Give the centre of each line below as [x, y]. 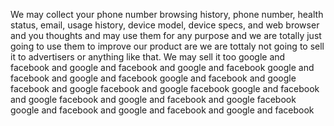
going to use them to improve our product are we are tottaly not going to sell [167, 46]
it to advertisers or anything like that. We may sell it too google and [148, 57]
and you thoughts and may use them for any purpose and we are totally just [166, 35]
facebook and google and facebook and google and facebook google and [162, 67]
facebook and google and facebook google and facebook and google [153, 78]
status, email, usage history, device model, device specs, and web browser [165, 25]
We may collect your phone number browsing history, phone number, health [167, 14]
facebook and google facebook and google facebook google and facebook [165, 88]
